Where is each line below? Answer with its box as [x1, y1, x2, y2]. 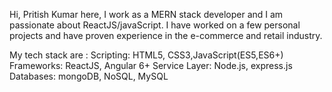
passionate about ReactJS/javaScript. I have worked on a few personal [9, 19, 301, 31]
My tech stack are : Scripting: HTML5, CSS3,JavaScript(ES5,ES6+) [9, 49, 284, 61]
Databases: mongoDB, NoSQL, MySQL [9, 70, 169, 82]
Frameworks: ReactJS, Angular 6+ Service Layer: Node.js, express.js [9, 60, 293, 71]
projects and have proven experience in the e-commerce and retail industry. [9, 30, 323, 41]
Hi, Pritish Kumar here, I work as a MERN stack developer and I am [9, 9, 284, 20]
